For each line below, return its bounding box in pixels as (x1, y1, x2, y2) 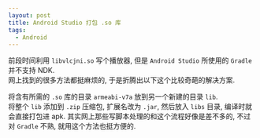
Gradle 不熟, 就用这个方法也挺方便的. (17, 122, 136, 131)
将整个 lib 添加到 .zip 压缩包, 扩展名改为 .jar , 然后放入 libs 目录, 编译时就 (8, 102, 252, 111)
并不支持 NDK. (8, 66, 55, 75)
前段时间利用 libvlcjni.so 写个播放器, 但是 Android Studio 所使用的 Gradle (8, 56, 252, 65)
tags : (8, 26, 26, 34)
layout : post (8, 11, 51, 20)
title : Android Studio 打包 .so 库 (8, 19, 121, 27)
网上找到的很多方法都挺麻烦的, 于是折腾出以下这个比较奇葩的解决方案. (8, 75, 236, 85)
